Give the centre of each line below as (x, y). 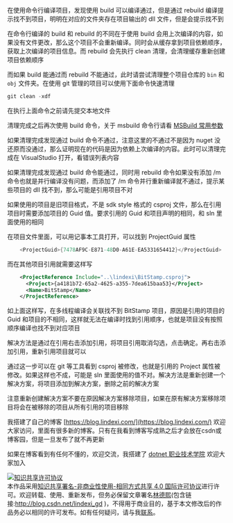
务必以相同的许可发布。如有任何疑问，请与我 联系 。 (86, 513)
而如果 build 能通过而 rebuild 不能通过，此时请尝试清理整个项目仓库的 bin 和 (116, 74)
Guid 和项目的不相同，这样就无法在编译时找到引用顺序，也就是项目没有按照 (115, 319)
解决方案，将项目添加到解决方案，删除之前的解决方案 (83, 384)
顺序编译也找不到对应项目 (44, 328)
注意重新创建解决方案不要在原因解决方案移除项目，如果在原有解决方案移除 (113, 399)
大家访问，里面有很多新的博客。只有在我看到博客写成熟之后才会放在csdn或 (114, 431)
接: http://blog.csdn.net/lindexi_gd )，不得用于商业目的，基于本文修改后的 (112, 504)
